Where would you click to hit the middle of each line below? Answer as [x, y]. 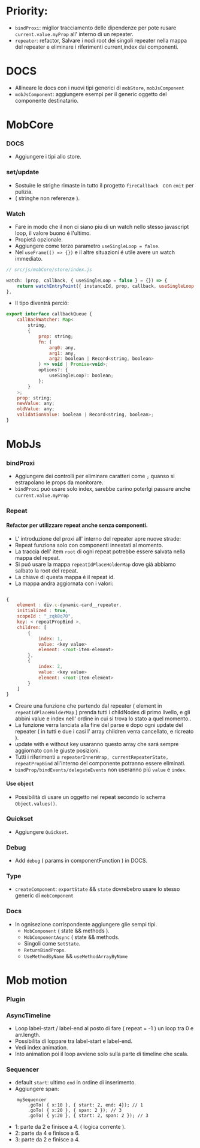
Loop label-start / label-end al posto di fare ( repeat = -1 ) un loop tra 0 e [104, 1028]
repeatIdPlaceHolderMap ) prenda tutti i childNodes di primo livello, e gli [102, 712]
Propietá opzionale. [39, 239]
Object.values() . [36, 803]
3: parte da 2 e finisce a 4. [47, 1140]
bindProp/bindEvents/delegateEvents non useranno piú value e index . [101, 770]
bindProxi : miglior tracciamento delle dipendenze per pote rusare [96, 28]
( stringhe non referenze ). [47, 198]
